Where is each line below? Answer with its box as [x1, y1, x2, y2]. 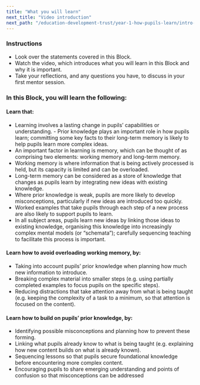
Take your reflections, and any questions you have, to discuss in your [14, 72, 185, 79]
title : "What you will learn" [6, 8, 82, 15]
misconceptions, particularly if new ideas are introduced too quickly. [14, 198, 183, 205]
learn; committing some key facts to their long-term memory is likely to [14, 134, 189, 141]
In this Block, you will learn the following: [6, 93, 127, 101]
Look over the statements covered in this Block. [14, 53, 132, 60]
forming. [14, 334, 36, 341]
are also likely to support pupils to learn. [14, 210, 113, 217]
